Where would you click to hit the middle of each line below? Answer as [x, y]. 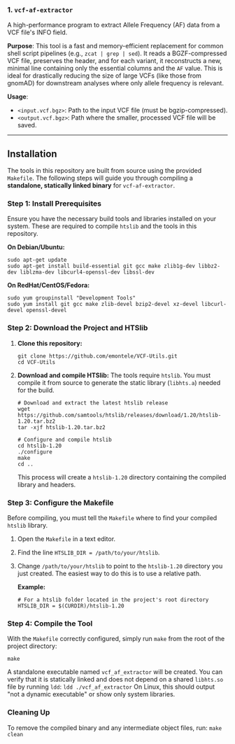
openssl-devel [47, 310]
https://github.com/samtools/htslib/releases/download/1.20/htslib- [119, 415]
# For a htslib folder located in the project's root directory [113, 600]
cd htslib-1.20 [40, 446]
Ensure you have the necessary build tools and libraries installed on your [112, 219]
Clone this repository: [50, 343]
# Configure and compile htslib [64, 440]
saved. [27, 125]
